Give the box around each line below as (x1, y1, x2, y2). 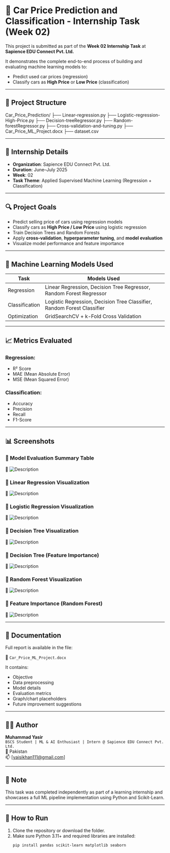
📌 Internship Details (5, 147, 69, 157)
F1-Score (12, 417, 32, 423)
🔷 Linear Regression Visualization (5, 479, 90, 486)
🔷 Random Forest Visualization (5, 575, 82, 583)
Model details (12, 685, 41, 691)
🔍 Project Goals (5, 203, 57, 211)
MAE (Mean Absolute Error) (12, 371, 70, 377)
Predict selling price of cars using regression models (12, 219, 123, 225)
